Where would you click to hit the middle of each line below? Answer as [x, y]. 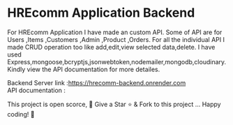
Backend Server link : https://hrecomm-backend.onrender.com [97, 82]
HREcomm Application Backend [101, 13]
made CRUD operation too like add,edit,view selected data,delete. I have [111, 47]
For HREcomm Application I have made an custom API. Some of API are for [115, 32]
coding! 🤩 [21, 114]
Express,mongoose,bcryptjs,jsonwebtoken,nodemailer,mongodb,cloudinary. [117, 61]
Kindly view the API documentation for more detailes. [84, 69]
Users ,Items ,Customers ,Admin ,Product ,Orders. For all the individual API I [116, 39]
